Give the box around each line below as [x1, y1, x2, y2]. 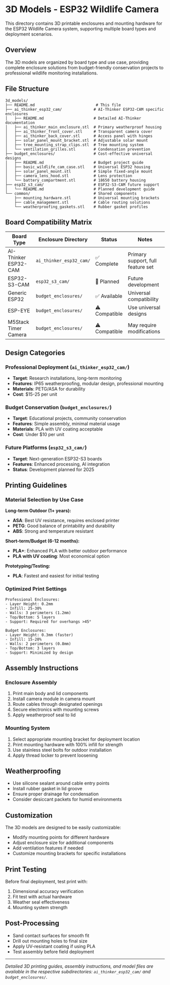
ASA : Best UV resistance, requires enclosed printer [12, 518, 120, 524]
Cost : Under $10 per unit [12, 432, 65, 438]
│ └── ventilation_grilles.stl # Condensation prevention [5, 147, 151, 152]
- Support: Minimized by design [5, 650, 73, 655]
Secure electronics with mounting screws [12, 707, 99, 713]
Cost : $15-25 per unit [12, 391, 57, 398]
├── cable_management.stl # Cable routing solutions [14, 200, 151, 205]
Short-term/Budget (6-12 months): [5, 538, 80, 544]
